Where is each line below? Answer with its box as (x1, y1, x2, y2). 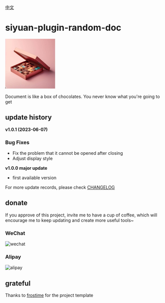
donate (5, 199, 28, 207)
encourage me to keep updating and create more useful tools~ (5, 217, 134, 223)
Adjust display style (12, 156, 53, 162)
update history (5, 113, 52, 122)
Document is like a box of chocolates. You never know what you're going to (5, 94, 161, 100)
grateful (5, 279, 31, 288)
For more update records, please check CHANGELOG (5, 185, 115, 191)
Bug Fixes (5, 139, 30, 146)
